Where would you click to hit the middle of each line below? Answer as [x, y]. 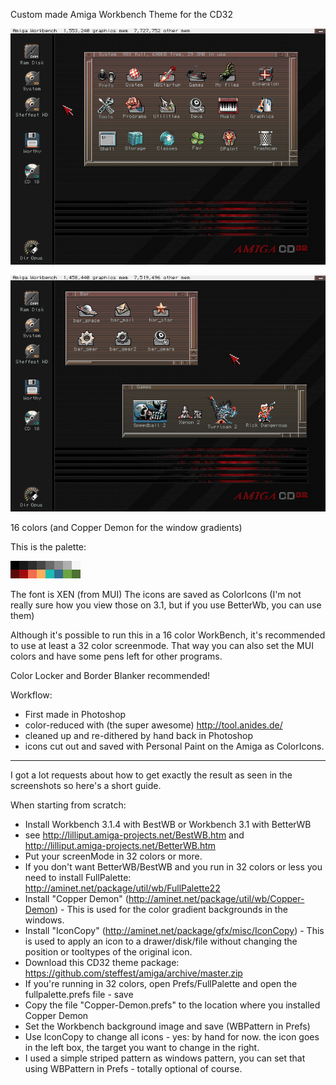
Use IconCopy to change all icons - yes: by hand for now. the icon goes [172, 1037]
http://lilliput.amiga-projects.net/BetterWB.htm [120, 845]
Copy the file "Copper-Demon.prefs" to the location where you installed [172, 1005]
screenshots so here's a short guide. [86, 785]
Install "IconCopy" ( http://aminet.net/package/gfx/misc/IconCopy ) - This [174, 930]
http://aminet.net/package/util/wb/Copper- [216, 898]
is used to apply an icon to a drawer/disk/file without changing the [161, 941]
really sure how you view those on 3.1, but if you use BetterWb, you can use [166, 605]
